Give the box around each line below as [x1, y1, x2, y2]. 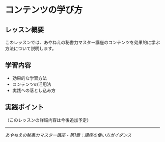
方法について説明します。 [5, 46, 56, 51]
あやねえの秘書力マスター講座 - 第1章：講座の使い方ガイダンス [5, 132, 132, 138]
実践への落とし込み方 [12, 87, 55, 93]
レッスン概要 [5, 25, 44, 34]
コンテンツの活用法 [12, 81, 52, 87]
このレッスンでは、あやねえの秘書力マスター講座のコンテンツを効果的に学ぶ [5, 40, 160, 45]
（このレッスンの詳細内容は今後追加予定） [5, 117, 91, 123]
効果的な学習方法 [12, 75, 47, 81]
